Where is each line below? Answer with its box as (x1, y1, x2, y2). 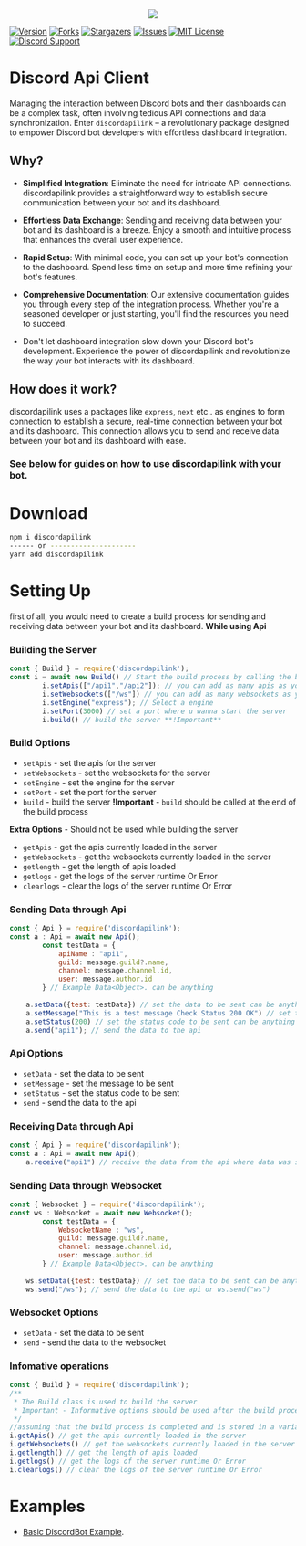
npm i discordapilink (9, 533, 92, 542)
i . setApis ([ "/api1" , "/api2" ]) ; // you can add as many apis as (42, 681, 287, 690)
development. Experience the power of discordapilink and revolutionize (22, 345, 291, 356)
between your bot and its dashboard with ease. (9, 435, 187, 446)
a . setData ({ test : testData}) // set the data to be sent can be (25, 1000, 275, 1009)
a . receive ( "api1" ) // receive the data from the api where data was (25, 1157, 291, 1167)
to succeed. (22, 318, 68, 329)
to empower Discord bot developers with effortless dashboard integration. (9, 127, 288, 138)
